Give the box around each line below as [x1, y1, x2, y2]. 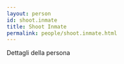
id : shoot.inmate [6, 17, 58, 24]
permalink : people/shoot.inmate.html [6, 29, 118, 37]
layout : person [6, 10, 51, 17]
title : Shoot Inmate [6, 23, 68, 30]
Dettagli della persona [6, 49, 70, 57]
